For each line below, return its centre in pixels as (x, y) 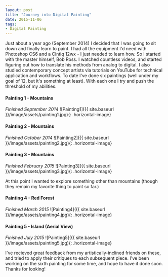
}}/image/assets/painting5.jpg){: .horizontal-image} (59, 243)
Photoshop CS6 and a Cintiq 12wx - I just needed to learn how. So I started (83, 54)
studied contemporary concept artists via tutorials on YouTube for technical (84, 70)
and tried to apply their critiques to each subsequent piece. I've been (77, 258)
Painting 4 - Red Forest (30, 198)
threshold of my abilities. (31, 86)
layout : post (19, 10)
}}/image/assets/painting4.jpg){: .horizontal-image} (59, 215)
